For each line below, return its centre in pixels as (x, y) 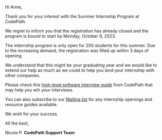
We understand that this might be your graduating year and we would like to (81, 65)
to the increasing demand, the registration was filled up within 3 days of (77, 51)
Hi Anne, (14, 7)
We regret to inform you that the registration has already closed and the (77, 31)
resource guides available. (31, 104)
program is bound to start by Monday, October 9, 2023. (61, 36)
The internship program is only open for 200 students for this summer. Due (80, 45)
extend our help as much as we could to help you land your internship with (80, 70)
